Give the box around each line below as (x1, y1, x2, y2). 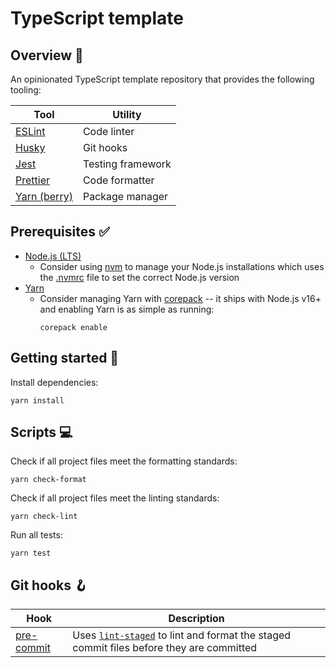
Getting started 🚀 (10, 350, 120, 367)
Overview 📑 (10, 47, 84, 64)
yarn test (10, 548, 52, 559)
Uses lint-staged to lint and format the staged (72, 628, 292, 642)
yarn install (10, 395, 65, 406)
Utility (112, 108, 142, 121)
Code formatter (82, 173, 155, 187)
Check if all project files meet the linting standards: (10, 492, 220, 504)
